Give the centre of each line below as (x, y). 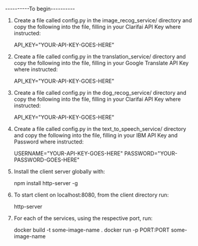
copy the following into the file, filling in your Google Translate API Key (101, 63)
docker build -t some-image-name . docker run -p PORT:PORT (91, 230)
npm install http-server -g (46, 183)
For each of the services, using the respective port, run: (83, 218)
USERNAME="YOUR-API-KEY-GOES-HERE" (69, 153)
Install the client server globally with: (59, 172)
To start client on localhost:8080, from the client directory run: (91, 195)
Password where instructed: (49, 142)
